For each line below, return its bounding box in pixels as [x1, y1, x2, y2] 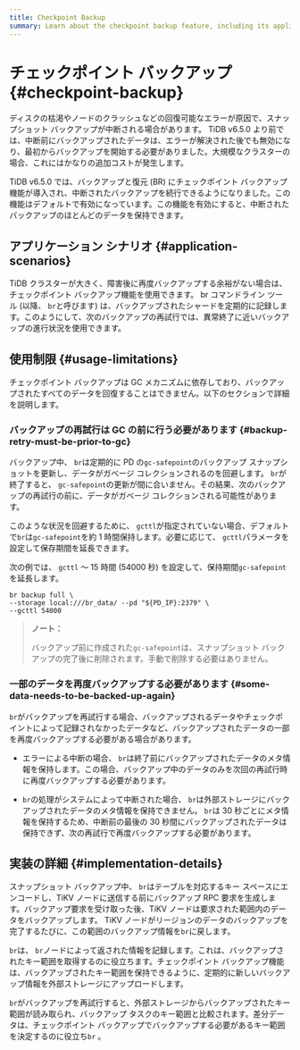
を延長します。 [9, 573, 64, 584]
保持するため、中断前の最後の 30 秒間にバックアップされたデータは [37, 816, 287, 827]
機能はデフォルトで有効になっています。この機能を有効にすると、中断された [9, 198, 290, 210]
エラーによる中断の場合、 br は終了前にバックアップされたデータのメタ [21, 752, 283, 763]
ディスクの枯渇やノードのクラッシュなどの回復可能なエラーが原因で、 [9, 113, 267, 123]
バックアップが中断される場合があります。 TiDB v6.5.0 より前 [50, 124, 277, 135]
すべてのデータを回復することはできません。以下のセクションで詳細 [39, 388, 290, 399]
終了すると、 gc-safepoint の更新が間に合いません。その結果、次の [9, 479, 254, 490]
